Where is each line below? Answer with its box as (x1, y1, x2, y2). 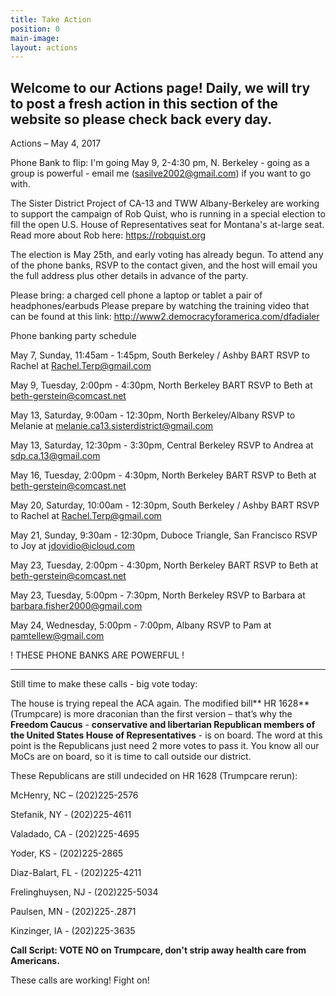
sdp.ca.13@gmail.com (10, 450, 101, 462)
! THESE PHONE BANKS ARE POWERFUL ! (10, 649, 185, 661)
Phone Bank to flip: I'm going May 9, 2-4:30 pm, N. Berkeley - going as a (10, 157, 310, 169)
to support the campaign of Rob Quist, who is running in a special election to (10, 208, 326, 220)
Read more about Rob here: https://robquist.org (10, 229, 207, 241)
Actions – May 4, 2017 (10, 137, 102, 150)
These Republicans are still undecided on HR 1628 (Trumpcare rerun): (10, 770, 298, 782)
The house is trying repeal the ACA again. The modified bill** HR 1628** (10, 697, 310, 710)
